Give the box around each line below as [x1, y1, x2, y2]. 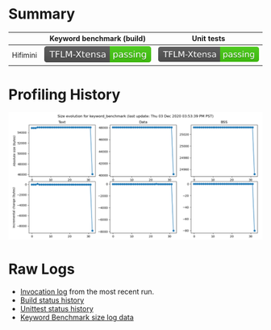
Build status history [19, 295, 85, 305]
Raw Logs [8, 260, 75, 278]
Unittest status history [19, 304, 94, 314]
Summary [8, 5, 75, 23]
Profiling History [8, 86, 121, 103]
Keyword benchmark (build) [49, 34, 147, 44]
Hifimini [11, 50, 38, 60]
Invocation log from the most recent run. [19, 287, 155, 297]
